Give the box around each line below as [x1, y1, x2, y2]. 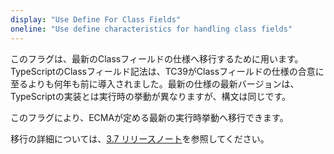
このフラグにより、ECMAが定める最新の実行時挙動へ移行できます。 [10, 111, 289, 123]
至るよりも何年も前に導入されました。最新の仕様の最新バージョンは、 [10, 77, 300, 90]
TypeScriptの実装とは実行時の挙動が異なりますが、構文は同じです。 [10, 90, 292, 102]
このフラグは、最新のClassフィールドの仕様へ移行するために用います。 [10, 52, 304, 65]
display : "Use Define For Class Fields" [10, 14, 182, 25]
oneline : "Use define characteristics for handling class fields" [10, 24, 293, 34]
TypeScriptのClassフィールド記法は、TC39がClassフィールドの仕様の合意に [10, 65, 325, 77]
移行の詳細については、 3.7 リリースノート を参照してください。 [10, 132, 270, 145]
